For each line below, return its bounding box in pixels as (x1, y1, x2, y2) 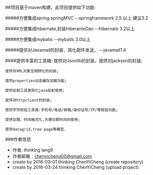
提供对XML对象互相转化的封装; (5, 69, 59, 74)
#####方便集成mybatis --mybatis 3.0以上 (5, 37, 91, 42)
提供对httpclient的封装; (5, 98, 52, 103)
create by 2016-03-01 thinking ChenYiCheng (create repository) (12, 159, 144, 164)
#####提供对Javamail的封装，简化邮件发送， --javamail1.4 (5, 47, 126, 53)
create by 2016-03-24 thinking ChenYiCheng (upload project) (12, 164, 139, 170)
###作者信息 (5, 136, 31, 142)
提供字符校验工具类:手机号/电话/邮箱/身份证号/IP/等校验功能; (5, 107, 118, 112)
